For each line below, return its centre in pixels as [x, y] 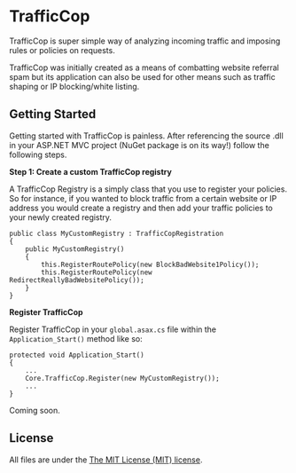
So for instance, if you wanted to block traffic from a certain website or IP [143, 198]
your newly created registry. [61, 217]
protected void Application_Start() [77, 355]
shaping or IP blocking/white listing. [74, 86]
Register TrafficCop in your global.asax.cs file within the [113, 329]
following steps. [38, 154]
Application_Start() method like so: [76, 338]
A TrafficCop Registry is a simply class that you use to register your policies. [148, 189]
